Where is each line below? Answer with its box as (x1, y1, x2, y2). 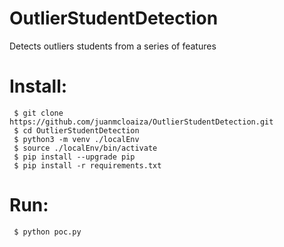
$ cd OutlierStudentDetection (13, 125, 140, 136)
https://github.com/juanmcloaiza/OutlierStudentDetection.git (9, 117, 274, 127)
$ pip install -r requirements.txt (13, 160, 162, 171)
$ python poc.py (13, 227, 82, 237)
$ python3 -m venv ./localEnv (13, 134, 140, 144)
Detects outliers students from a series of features (9, 40, 217, 52)
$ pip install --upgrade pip (13, 152, 136, 162)
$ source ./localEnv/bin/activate (13, 143, 158, 153)
